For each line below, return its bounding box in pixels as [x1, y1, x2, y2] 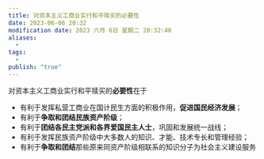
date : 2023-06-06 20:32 [8, 19, 87, 27]
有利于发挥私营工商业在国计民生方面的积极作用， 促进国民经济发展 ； [19, 102, 243, 112]
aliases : [8, 33, 37, 42]
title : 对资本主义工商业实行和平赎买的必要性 [8, 11, 140, 20]
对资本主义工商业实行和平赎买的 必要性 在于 [8, 85, 147, 95]
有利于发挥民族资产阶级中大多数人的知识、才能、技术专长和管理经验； [19, 132, 250, 142]
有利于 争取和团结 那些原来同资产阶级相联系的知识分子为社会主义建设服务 [19, 142, 256, 151]
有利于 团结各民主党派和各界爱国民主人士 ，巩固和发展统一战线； [19, 122, 228, 131]
